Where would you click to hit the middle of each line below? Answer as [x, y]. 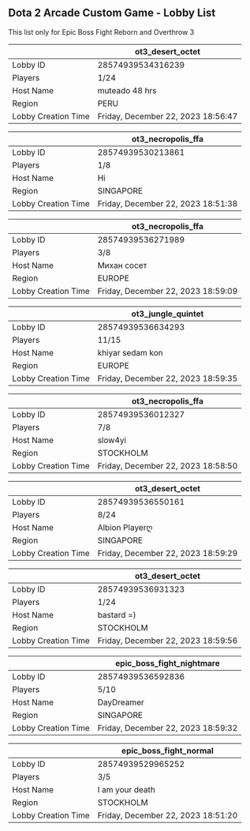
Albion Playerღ [125, 527]
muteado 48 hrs [127, 90]
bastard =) [117, 615]
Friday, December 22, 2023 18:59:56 [168, 641]
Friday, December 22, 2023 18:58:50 [168, 465]
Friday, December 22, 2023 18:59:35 [168, 378]
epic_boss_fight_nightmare [168, 663]
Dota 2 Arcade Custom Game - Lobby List [112, 13]
